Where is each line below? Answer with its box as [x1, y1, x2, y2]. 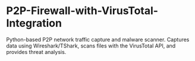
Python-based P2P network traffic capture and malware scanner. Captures [6, 36, 190, 43]
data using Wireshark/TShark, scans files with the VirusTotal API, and [6, 42, 176, 49]
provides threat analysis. [6, 48, 67, 55]
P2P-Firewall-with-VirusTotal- [6, 4, 159, 18]
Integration [6, 16, 62, 30]
